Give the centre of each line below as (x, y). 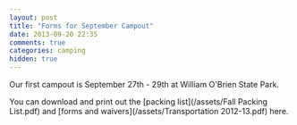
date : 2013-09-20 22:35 (54, 34)
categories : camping (48, 51)
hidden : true (34, 59)
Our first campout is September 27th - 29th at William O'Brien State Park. (144, 84)
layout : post (34, 17)
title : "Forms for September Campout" (81, 26)
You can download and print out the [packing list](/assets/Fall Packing (139, 102)
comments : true (38, 42)
